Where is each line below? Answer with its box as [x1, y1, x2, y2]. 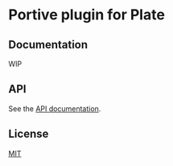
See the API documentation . [8, 103, 101, 114]
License [8, 127, 49, 141]
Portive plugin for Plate [8, 6, 165, 24]
